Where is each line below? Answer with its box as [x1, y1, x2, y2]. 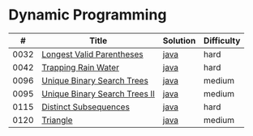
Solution [162, 35, 196, 46]
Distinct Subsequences [41, 101, 130, 113]
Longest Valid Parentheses [41, 49, 144, 60]
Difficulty [204, 35, 241, 46]
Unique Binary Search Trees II [41, 87, 156, 99]
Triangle [41, 114, 73, 125]
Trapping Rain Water [41, 62, 120, 73]
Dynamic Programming [8, 6, 167, 24]
